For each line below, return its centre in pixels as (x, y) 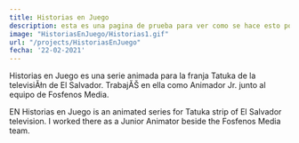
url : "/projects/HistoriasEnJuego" (75, 42)
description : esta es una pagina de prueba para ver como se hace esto (145, 26)
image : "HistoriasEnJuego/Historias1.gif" (89, 34)
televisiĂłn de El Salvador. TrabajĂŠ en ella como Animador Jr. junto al (137, 85)
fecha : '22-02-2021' (48, 51)
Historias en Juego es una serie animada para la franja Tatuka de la (133, 75)
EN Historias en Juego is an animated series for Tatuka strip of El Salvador (145, 112)
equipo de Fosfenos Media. (59, 95)
